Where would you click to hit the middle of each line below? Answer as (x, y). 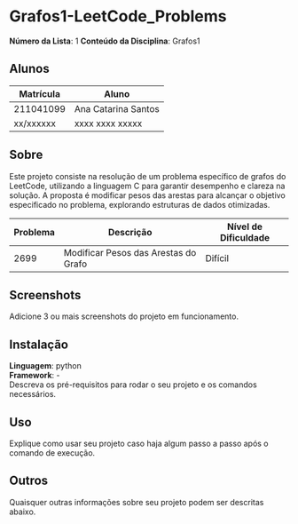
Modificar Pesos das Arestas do (130, 252)
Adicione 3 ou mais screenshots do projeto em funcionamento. (124, 316)
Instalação (39, 344)
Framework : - (35, 376)
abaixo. (23, 512)
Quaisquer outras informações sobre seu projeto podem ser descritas (137, 502)
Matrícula (39, 93)
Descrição (130, 232)
